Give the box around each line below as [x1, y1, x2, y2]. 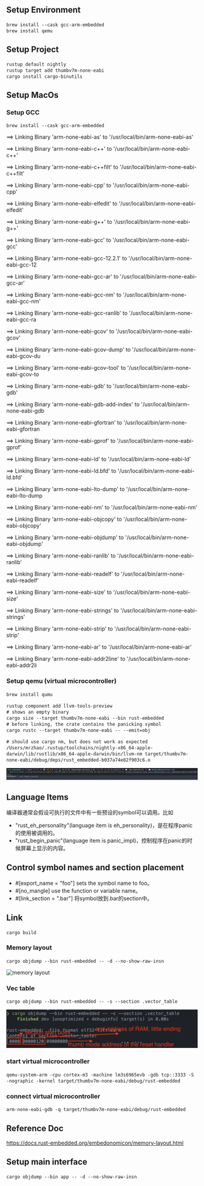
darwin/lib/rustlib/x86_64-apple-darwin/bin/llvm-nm [6, 751, 143, 757]
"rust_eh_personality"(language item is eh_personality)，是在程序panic [15, 821, 193, 829]
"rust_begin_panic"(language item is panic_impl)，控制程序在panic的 [15, 837, 188, 844]
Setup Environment [6, 5, 81, 15]
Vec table [6, 984, 35, 992]
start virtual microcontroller [6, 1057, 90, 1066]
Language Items [6, 792, 69, 802]
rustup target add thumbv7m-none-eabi [6, 67, 104, 74]
